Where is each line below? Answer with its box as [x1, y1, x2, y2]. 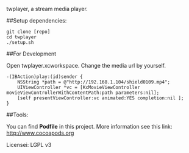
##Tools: [6, 111, 29, 118]
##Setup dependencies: [6, 17, 67, 24]
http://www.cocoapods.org [6, 129, 74, 137]
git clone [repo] [6, 29, 51, 35]
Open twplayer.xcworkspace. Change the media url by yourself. [6, 62, 166, 69]
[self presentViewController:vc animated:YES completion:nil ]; [17, 95, 184, 101]
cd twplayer [6, 34, 37, 40]
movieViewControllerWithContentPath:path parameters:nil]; [6, 90, 160, 96]
